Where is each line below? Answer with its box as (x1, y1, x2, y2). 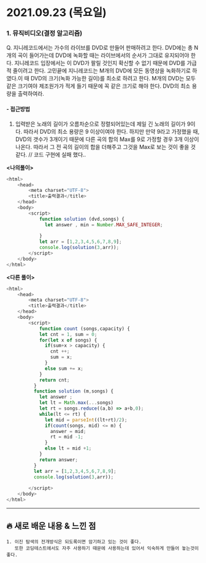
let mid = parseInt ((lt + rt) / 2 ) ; (45, 416, 128, 423)
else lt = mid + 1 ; (45, 445, 92, 451)
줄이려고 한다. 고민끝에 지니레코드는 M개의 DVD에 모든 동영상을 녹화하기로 (12, 67, 191, 74)
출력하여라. (17, 90, 45, 98)
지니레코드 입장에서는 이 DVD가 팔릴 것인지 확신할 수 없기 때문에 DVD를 (14, 59, 186, 67)
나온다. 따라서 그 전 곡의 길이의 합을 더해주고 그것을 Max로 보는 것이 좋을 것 (15, 143, 196, 150)
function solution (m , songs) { (33, 388, 114, 394)
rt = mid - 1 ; (50, 434, 84, 440)
